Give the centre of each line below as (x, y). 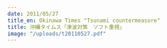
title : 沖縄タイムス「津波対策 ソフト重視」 (66, 27)
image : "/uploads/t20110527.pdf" (57, 34)
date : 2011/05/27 (33, 14)
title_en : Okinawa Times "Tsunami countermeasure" (84, 20)
